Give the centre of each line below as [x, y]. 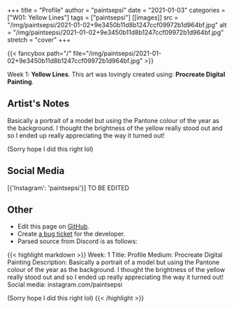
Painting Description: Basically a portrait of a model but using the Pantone [114, 262]
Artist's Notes [38, 104]
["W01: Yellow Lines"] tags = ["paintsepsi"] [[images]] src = [93, 17]
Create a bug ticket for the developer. [71, 234]
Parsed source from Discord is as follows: [77, 241]
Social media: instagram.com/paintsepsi [65, 285]
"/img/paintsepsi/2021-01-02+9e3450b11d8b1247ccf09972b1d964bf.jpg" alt [117, 25]
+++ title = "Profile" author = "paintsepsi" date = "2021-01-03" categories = [116, 10]
